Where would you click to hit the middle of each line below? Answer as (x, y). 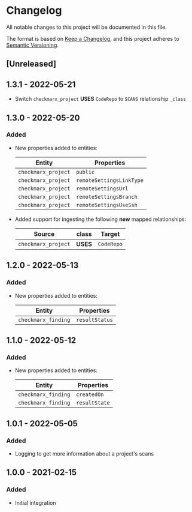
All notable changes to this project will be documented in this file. (87, 27)
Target (110, 233)
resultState (93, 403)
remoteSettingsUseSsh (106, 205)
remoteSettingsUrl (102, 188)
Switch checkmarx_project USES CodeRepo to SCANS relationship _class (100, 99)
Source (44, 233)
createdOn (90, 395)
